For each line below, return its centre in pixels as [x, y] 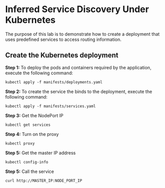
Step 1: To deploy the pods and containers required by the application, [78, 67]
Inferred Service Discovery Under [77, 9]
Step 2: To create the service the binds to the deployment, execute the [79, 91]
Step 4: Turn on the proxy [32, 134]
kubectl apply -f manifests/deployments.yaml [54, 82]
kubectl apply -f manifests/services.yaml [50, 106]
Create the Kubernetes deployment [62, 55]
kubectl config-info [27, 162]
